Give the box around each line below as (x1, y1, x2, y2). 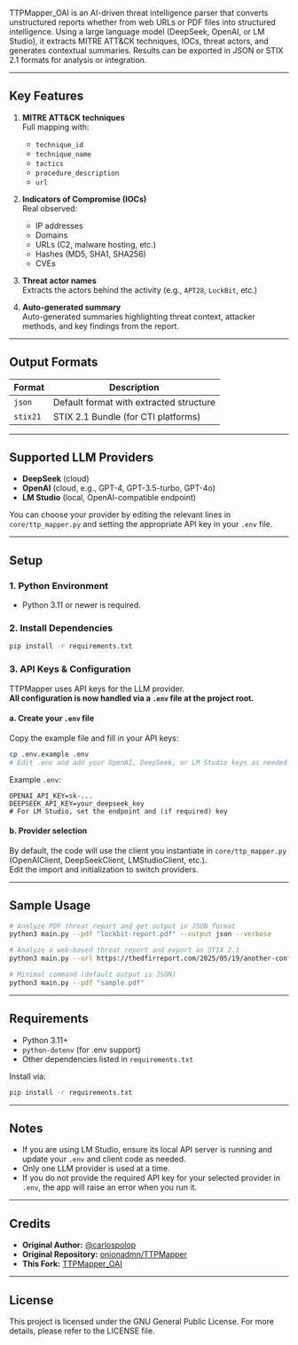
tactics (35, 159, 64, 168)
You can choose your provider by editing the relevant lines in (9, 509, 231, 520)
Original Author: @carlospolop (21, 1239, 137, 1250)
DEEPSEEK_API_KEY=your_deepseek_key (9, 798, 145, 808)
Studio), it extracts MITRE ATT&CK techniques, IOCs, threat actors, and (9, 35, 269, 46)
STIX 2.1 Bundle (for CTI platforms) (52, 410, 201, 422)
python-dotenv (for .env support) (21, 1044, 141, 1055)
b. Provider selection (9, 825, 88, 837)
